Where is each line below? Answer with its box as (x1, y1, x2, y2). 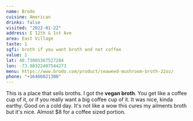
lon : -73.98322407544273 (6, 63, 67, 69)
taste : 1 (6, 42, 27, 47)
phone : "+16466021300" (6, 74, 61, 79)
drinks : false (6, 19, 41, 25)
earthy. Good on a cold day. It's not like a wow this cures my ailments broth (6, 102, 187, 109)
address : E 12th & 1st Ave (6, 30, 72, 36)
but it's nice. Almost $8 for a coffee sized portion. (6, 109, 126, 116)
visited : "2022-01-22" (6, 25, 61, 31)
